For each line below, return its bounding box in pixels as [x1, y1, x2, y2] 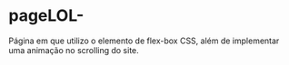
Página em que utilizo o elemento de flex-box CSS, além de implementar [8, 35, 280, 46]
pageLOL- [8, 5, 85, 26]
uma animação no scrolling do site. [8, 44, 140, 55]
